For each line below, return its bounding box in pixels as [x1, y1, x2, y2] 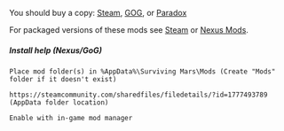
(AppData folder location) [9, 97, 109, 107]
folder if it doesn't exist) [9, 74, 117, 83]
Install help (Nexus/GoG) [9, 44, 102, 56]
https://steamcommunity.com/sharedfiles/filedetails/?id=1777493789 [9, 90, 268, 99]
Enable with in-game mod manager [9, 113, 133, 122]
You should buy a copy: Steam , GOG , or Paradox [9, 8, 187, 18]
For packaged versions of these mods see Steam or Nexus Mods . [9, 25, 248, 35]
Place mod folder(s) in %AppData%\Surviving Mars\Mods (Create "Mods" [9, 66, 276, 76]
